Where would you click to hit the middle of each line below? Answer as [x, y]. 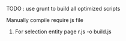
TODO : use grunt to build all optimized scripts [63, 9]
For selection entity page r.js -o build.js [63, 31]
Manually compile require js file [45, 20]
